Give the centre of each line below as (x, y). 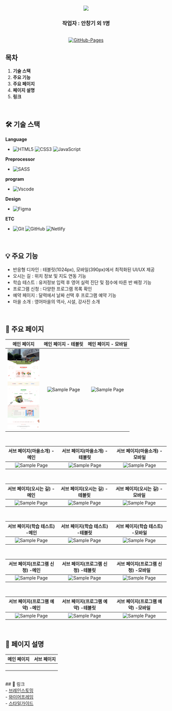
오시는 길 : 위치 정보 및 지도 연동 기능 (49, 276)
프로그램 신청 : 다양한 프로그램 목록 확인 (52, 289)
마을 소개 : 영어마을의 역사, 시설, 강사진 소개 (56, 301)
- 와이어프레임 (19, 697)
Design (13, 199)
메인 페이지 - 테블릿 (63, 344)
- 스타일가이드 (19, 703)
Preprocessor (20, 159)
